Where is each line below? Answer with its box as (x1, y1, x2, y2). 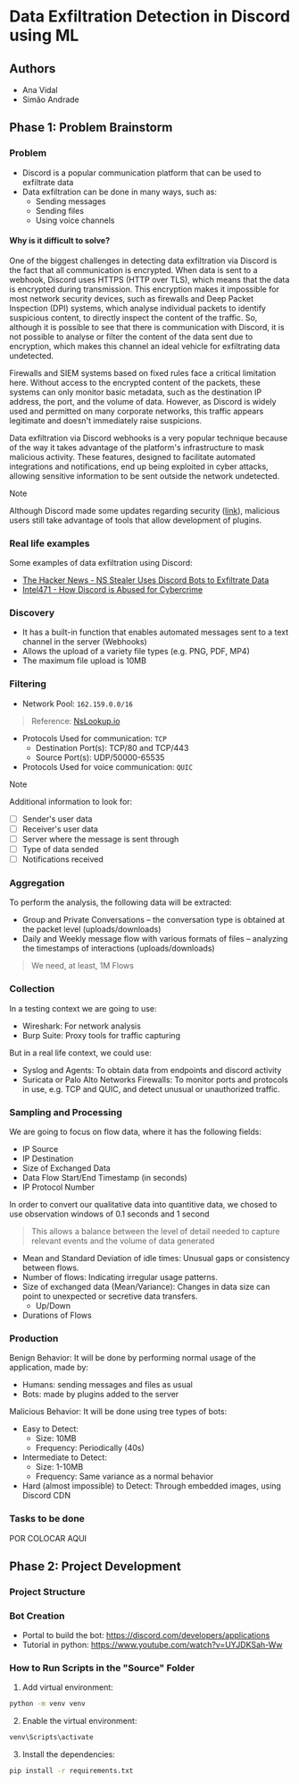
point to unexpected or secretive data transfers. (21, 1291, 198, 1302)
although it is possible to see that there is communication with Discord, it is (9, 321, 285, 332)
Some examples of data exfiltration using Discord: (9, 558, 194, 568)
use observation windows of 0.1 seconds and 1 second (9, 1208, 210, 1219)
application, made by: (9, 1362, 89, 1373)
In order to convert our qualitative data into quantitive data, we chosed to (9, 1199, 278, 1209)
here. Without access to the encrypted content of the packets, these (9, 377, 261, 388)
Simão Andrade (21, 94, 79, 105)
